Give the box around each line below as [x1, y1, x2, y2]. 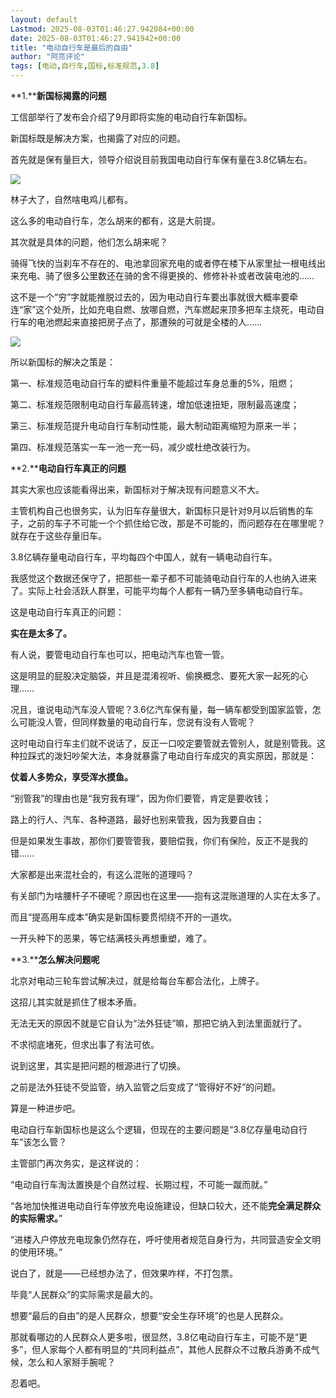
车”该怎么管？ [10, 1136, 68, 1148]
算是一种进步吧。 [10, 1102, 81, 1114]
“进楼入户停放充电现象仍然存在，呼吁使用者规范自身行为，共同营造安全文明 [10, 1234, 322, 1245]
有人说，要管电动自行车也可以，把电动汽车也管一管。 [10, 649, 230, 660]
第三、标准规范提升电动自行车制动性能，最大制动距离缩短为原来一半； [10, 420, 300, 431]
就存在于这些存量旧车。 [10, 530, 107, 541]
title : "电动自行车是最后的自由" [10, 42, 133, 53]
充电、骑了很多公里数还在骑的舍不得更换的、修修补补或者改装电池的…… [18, 270, 315, 281]
